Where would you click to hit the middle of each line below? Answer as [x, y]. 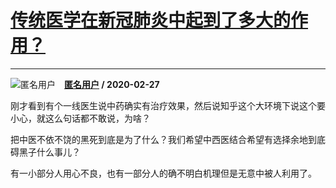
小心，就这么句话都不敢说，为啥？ [80, 118]
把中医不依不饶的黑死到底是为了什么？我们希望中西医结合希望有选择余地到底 [168, 139]
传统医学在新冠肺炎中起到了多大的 [151, 20]
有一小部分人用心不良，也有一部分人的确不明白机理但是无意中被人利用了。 [163, 173]
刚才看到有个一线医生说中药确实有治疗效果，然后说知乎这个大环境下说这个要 [168, 105]
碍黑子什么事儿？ [45, 152]
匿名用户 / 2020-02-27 [112, 84]
